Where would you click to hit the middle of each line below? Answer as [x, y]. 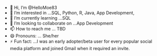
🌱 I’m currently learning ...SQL [40, 18]
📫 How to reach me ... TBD [38, 29]
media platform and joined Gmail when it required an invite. [70, 48]
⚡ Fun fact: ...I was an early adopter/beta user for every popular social [81, 41]
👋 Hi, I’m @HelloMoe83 [33, 8]
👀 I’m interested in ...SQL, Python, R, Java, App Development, [72, 13]
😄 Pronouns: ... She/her [34, 36]
